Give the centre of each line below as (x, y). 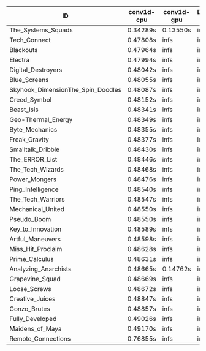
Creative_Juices (32, 299)
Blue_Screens (29, 80)
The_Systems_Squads (41, 30)
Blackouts (24, 50)
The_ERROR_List (33, 160)
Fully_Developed (33, 319)
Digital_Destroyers (36, 70)
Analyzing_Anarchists (40, 269)
